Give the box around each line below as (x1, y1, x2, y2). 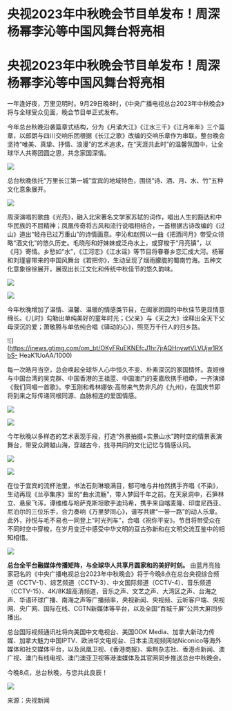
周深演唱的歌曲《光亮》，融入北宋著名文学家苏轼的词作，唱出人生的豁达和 (7, 213, 216, 222)
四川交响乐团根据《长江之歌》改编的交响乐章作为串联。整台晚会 (43, 132, 225, 140)
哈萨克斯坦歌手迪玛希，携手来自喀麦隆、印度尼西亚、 (73, 499, 225, 507)
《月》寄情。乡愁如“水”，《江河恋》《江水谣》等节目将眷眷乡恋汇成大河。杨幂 (7, 247, 224, 256)
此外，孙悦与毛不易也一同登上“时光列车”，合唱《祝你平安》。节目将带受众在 (7, 516, 222, 525)
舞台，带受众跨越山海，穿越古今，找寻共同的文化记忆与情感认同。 (7, 441, 195, 449)
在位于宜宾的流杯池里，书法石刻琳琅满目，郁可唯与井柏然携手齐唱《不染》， (7, 482, 222, 490)
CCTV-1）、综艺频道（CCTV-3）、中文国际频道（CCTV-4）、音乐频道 (19, 579, 212, 587)
